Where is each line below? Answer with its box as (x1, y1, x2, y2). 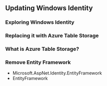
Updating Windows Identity (5, 4, 93, 12)
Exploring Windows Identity (5, 19, 74, 26)
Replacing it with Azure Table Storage (5, 32, 99, 39)
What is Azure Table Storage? (5, 46, 79, 53)
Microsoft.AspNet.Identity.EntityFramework (12, 70, 102, 76)
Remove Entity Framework (5, 59, 71, 66)
